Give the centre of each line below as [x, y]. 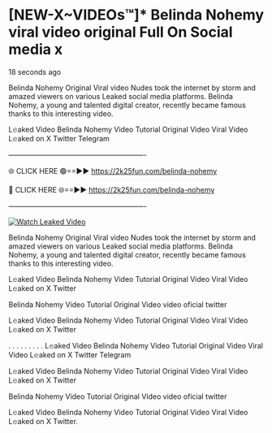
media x [36, 50]
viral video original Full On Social [121, 32]
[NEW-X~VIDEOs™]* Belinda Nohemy [136, 15]
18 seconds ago [35, 71]
